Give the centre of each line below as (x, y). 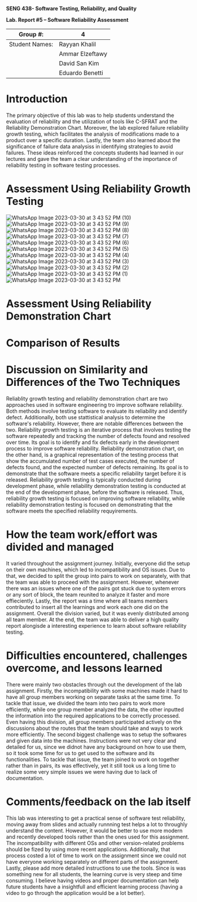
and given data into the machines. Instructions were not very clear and (91, 741)
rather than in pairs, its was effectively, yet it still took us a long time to (91, 766)
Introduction (37, 99)
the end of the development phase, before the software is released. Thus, (95, 492)
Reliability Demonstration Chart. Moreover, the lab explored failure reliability (97, 127)
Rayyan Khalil (77, 44)
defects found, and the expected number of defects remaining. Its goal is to (97, 467)
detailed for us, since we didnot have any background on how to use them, (96, 747)
